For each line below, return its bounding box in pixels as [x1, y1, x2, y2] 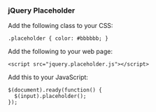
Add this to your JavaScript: [8, 73, 88, 82]
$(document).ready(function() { [8, 87, 102, 94]
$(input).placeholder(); [14, 93, 87, 100]
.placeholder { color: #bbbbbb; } [8, 35, 109, 42]
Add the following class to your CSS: [8, 22, 113, 30]
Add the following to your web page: [8, 48, 113, 56]
